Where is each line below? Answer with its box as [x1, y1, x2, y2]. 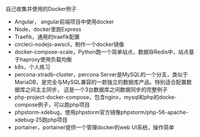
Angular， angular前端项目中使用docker [14, 18, 114, 25]
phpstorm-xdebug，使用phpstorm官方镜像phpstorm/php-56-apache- [14, 109, 189, 116]
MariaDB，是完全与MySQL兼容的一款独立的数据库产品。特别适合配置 [14, 78, 187, 86]
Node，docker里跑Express [14, 26, 82, 33]
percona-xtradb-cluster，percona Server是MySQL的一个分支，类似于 [14, 71, 189, 78]
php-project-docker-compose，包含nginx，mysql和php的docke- [14, 94, 177, 101]
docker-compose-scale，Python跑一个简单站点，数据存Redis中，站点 [14, 48, 189, 56]
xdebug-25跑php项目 [14, 116, 68, 123]
